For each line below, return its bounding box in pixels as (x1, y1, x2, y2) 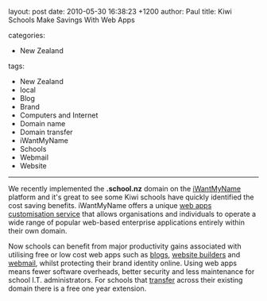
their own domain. (8, 226, 68, 235)
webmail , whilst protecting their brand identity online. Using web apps (8, 258, 237, 268)
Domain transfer (19, 127, 73, 137)
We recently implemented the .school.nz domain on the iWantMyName (8, 184, 241, 193)
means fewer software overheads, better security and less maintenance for (8, 267, 255, 276)
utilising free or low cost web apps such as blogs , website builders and (8, 250, 241, 259)
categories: (8, 31, 45, 40)
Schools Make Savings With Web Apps (8, 15, 135, 25)
